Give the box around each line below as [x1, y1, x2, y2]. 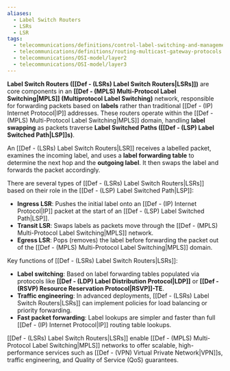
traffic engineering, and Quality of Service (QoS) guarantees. [7, 355, 179, 363]
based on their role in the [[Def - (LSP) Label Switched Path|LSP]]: [7, 186, 194, 194]
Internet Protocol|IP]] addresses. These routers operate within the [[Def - [7, 109, 214, 117]
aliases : [7, 10, 32, 17]
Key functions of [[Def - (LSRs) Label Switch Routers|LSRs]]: [7, 256, 178, 264]
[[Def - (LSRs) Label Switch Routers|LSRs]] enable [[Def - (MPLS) [7, 333, 192, 342]
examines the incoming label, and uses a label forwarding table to [7, 151, 194, 159]
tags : [7, 36, 23, 42]
